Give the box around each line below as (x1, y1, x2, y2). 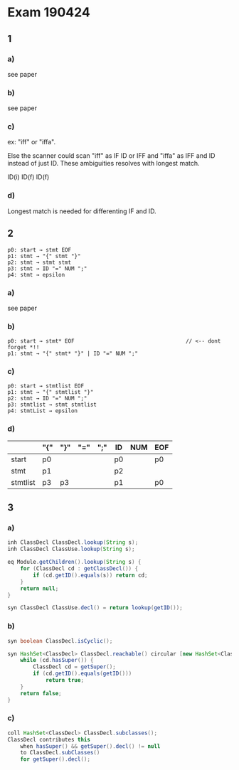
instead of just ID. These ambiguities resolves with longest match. (7, 159, 201, 168)
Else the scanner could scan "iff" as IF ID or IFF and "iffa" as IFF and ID (7, 151, 216, 160)
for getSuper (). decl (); (20, 756, 91, 763)
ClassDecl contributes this (7, 736, 91, 743)
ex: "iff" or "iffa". (7, 138, 56, 146)
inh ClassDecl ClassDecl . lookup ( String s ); (7, 539, 139, 546)
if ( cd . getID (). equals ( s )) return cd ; (33, 572, 148, 579)
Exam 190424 (7, 4, 90, 21)
